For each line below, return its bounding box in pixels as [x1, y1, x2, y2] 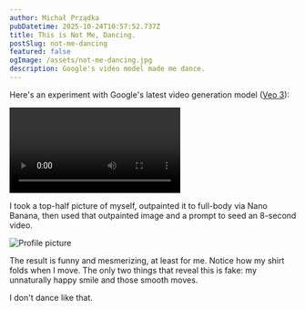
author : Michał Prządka [9, 13, 100, 23]
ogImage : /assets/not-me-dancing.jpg [9, 56, 153, 65]
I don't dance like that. [9, 292, 94, 303]
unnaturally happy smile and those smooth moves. [9, 274, 198, 285]
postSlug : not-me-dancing [9, 38, 107, 48]
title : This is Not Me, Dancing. [9, 30, 137, 39]
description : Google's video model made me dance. [9, 65, 206, 74]
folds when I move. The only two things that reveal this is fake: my [9, 264, 258, 275]
